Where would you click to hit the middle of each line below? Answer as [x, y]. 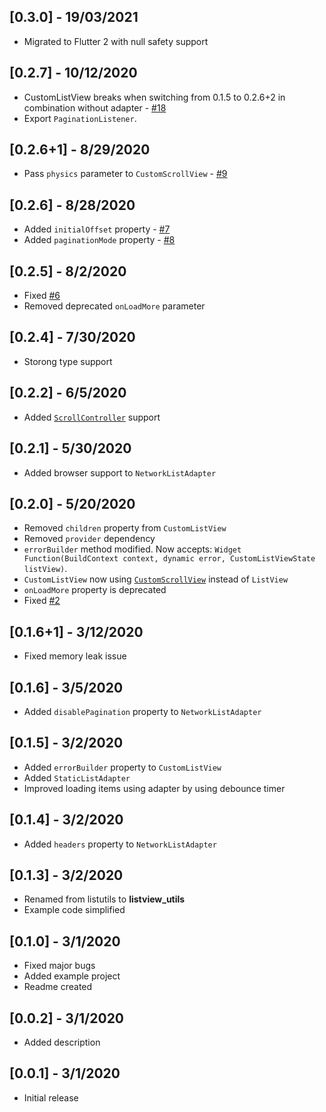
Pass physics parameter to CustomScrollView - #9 [125, 174]
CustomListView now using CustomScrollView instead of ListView [156, 579]
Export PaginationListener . [80, 118]
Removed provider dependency [89, 539]
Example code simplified [74, 910]
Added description [62, 1042]
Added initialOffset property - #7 [97, 229]
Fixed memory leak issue [75, 656]
